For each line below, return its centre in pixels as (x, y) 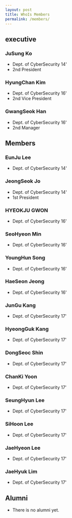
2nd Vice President (32, 99)
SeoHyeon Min (23, 234)
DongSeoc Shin (24, 353)
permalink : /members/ (28, 19)
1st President (25, 197)
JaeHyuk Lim (21, 471)
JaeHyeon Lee (23, 448)
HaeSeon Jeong (25, 281)
